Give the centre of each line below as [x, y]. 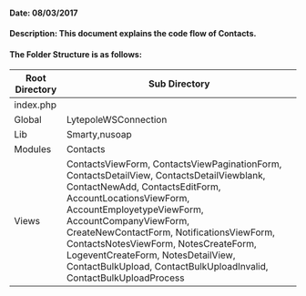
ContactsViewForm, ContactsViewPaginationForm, [174, 164]
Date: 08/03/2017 [44, 13]
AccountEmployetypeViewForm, [135, 209]
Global [28, 120]
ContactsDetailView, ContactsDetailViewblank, [166, 176]
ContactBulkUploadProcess [126, 278]
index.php [36, 105]
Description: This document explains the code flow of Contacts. [133, 34]
